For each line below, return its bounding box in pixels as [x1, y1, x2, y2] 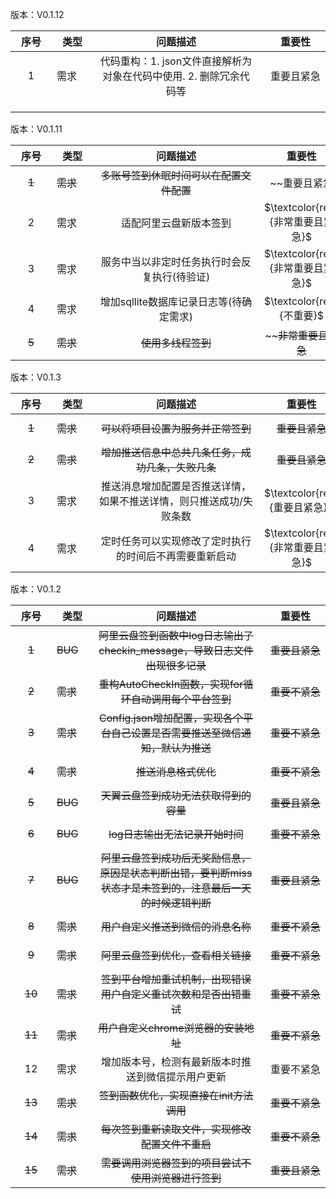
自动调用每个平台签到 [130, 693, 232, 706]
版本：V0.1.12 [10, 9, 65, 20]
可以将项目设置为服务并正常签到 [100, 422, 252, 435]
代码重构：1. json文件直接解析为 [99, 54, 253, 68]
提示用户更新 [165, 1070, 227, 1083]
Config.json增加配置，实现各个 [98, 711, 243, 725]
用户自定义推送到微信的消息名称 [100, 920, 252, 933]
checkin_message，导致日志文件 [98, 644, 254, 657]
